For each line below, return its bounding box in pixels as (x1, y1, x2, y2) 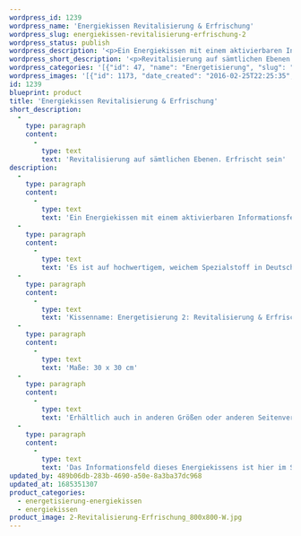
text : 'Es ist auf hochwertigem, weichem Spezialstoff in (41, 264, 262, 272)
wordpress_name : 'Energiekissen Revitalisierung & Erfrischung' (9, 22, 254, 30)
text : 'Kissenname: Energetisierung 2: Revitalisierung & (41, 313, 262, 323)
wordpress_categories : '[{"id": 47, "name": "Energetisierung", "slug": (9, 64, 287, 73)
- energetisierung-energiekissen (17, 497, 142, 506)
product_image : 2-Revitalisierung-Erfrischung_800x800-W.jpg (9, 513, 243, 523)
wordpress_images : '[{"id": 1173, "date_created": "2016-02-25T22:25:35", (9, 72, 295, 81)
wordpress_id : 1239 (9, 13, 82, 22)
